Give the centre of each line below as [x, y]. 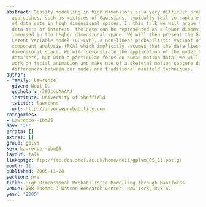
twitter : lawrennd [36, 103]
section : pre [23, 177]
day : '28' [19, 126]
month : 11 [19, 166]
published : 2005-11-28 [35, 171]
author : [16, 75]
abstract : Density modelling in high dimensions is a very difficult [97, 12]
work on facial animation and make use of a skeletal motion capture [102, 63]
